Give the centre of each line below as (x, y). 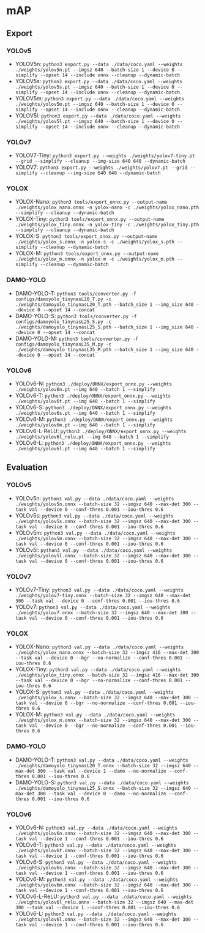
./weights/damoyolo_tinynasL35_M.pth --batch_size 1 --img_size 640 (104, 349)
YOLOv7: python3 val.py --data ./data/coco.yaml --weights (93, 607)
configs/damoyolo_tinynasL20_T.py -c (63, 299)
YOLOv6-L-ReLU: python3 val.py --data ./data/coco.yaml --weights (103, 896)
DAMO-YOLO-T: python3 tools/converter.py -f (76, 293)
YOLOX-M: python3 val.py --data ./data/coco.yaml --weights (95, 715)
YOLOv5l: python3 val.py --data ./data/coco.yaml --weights (94, 550)
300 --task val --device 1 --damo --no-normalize (102, 771)
